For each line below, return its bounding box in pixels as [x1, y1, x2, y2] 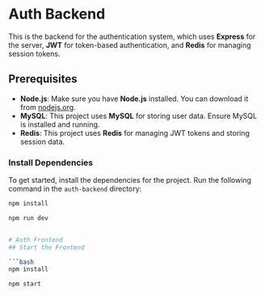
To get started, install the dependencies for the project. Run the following [8, 175, 252, 185]
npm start [8, 280, 42, 288]
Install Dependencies [8, 157, 94, 168]
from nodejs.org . [19, 102, 76, 112]
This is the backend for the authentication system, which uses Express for [8, 32, 256, 41]
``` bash [8, 258, 35, 266]
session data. [19, 137, 65, 146]
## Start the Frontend [8, 243, 85, 252]
